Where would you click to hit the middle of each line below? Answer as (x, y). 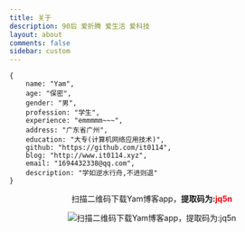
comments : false (40, 43)
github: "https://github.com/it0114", (99, 148)
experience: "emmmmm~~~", (75, 121)
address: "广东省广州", (67, 130)
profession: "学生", (63, 113)
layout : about (36, 34)
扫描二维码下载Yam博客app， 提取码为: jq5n (152, 199)
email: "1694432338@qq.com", (80, 163)
